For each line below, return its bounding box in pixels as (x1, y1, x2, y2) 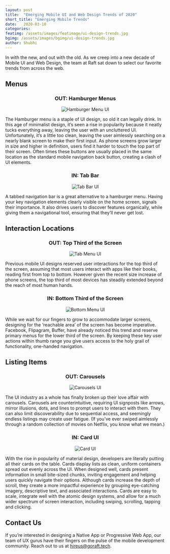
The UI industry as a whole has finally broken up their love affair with (5, 394, 149, 400)
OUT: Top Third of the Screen (48, 239, 122, 246)
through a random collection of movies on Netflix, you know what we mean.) (5, 421, 165, 427)
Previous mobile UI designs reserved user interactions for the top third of (5, 261, 158, 267)
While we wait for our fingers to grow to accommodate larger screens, (5, 316, 152, 322)
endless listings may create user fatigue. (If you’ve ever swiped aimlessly (5, 416, 158, 422)
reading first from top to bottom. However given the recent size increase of (5, 272, 162, 278)
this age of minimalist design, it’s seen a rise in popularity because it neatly (5, 122, 162, 128)
